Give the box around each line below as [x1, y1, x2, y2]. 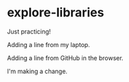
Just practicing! [7, 27, 51, 36]
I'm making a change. [7, 67, 68, 75]
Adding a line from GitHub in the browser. [7, 53, 124, 62]
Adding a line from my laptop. [7, 40, 90, 49]
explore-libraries [7, 5, 104, 20]
